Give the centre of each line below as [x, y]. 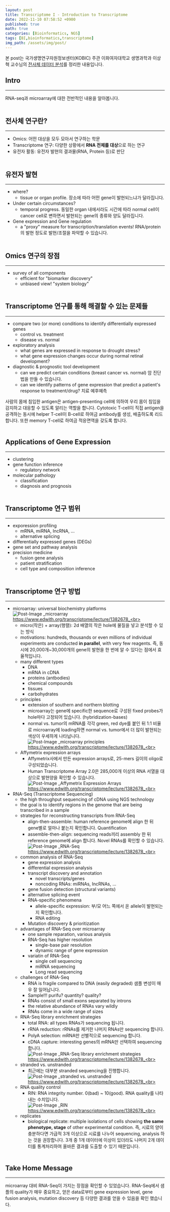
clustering [23, 459]
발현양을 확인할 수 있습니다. [68, 777]
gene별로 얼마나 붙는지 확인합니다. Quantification [77, 828]
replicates [31, 1116]
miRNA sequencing [55, 967]
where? [20, 192]
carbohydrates [43, 694]
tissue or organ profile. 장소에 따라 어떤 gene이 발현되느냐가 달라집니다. [92, 198]
